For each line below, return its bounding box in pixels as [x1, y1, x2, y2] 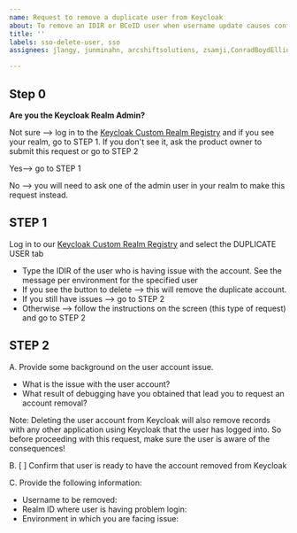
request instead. [9, 189, 69, 200]
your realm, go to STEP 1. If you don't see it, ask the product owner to [9, 136, 263, 147]
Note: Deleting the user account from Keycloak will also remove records [9, 414, 271, 425]
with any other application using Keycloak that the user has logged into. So [9, 424, 282, 435]
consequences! [9, 443, 66, 453]
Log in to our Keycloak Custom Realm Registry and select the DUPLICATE [9, 238, 277, 249]
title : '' [9, 29, 46, 38]
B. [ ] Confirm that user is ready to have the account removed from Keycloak [9, 460, 287, 470]
